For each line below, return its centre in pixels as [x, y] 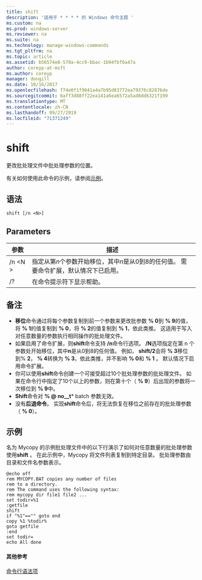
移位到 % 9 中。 [39, 388]
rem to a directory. [32, 485]
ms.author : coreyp [29, 73]
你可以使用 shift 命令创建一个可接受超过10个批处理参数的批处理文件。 [100, 373]
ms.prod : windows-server [37, 29]
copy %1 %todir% [26, 522]
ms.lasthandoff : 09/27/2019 [41, 113]
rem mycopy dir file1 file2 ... [47, 495]
